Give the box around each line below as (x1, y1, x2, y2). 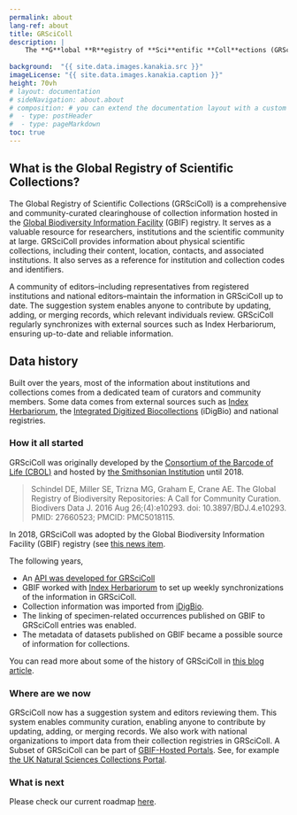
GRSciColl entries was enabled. (21, 619, 137, 630)
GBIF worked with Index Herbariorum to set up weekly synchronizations (21, 581, 285, 593)
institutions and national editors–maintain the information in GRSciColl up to (9, 290, 284, 301)
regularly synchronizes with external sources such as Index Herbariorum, (9, 319, 277, 329)
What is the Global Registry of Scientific (9, 161, 234, 176)
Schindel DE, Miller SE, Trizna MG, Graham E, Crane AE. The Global (30, 483, 277, 494)
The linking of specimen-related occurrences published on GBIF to (21, 610, 265, 620)
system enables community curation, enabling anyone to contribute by (9, 717, 266, 727)
